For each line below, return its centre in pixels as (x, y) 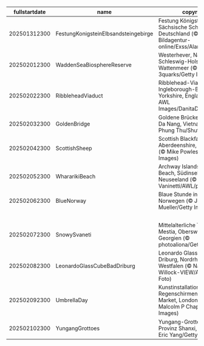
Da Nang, (170, 124)
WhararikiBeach (76, 176)
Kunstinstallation (179, 288)
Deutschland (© (178, 34)
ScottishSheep (74, 148)
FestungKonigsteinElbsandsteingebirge (104, 34)
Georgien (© (174, 238)
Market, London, (178, 300)
